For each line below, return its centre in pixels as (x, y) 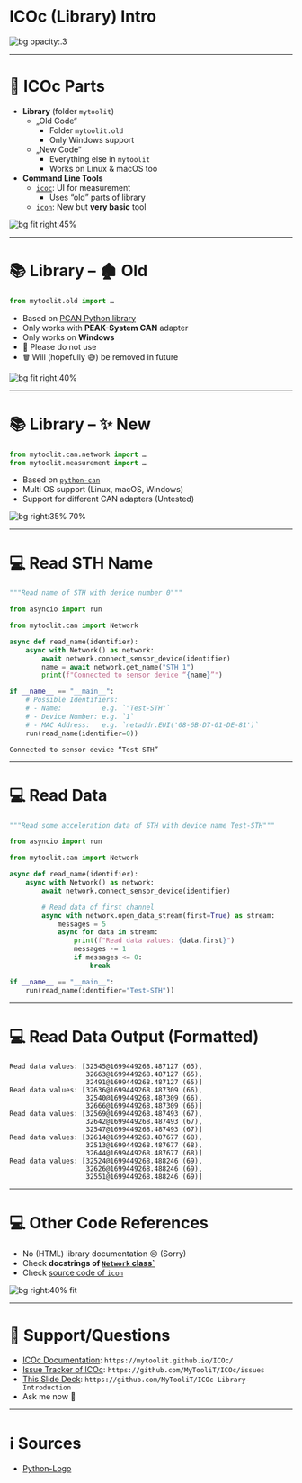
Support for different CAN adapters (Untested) (108, 499)
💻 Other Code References (109, 1222)
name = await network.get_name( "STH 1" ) (118, 667)
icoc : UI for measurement (83, 187)
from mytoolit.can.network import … (78, 454)
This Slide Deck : (53, 1380)
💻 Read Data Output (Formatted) (134, 1036)
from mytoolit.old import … (62, 301)
